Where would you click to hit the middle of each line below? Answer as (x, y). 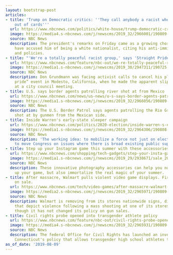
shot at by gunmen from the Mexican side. (61, 115)
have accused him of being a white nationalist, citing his (80, 48)
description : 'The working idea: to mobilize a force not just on (83, 139)
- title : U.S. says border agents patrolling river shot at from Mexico (85, 91)
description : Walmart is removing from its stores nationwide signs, (86, 201)
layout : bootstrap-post (31, 10)
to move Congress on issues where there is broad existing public (87, 144)
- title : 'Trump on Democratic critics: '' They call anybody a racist (83, 20)
